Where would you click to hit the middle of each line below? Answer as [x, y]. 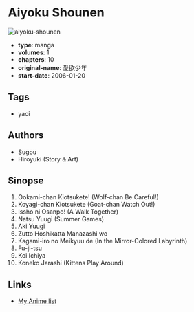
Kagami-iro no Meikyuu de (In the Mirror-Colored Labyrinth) [103, 241]
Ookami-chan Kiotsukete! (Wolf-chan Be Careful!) [88, 197]
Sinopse [26, 180]
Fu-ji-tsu [30, 248]
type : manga [36, 45]
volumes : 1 [33, 52]
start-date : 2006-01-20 [51, 75]
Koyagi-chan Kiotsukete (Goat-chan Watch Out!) [86, 205]
